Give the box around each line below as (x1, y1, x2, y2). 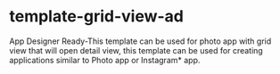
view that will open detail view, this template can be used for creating (9, 45, 263, 55)
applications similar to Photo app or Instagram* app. (9, 54, 201, 65)
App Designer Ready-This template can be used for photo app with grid (9, 36, 272, 46)
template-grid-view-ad (9, 6, 185, 27)
